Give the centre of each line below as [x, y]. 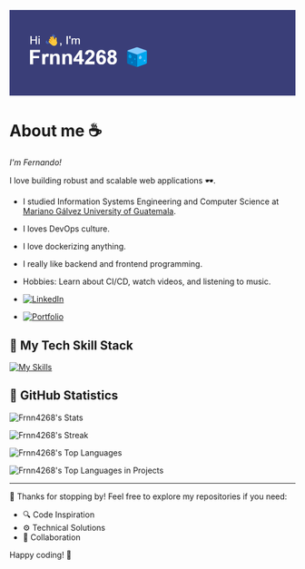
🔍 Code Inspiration [59, 515]
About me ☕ [56, 131]
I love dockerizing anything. [74, 247]
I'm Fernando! [35, 162]
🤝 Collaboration [51, 537]
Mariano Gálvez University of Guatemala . [99, 211]
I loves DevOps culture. [66, 229]
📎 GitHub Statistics [64, 396]
